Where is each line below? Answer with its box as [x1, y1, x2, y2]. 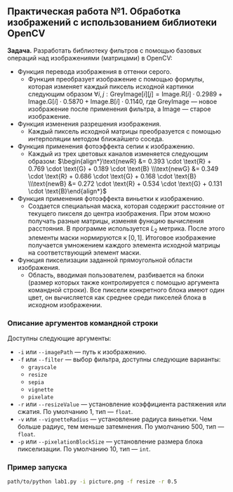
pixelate [27, 394, 54, 401]
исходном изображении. [27, 300, 102, 309]
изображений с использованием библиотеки [7, 17, 218, 29]
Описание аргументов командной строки [7, 318, 159, 328]
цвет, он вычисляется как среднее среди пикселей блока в [27, 293, 207, 302]
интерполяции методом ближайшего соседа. [27, 134, 164, 143]
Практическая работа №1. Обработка [7, 6, 181, 18]
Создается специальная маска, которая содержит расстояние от [27, 202, 225, 210]
